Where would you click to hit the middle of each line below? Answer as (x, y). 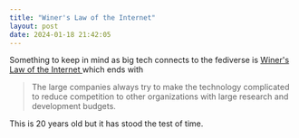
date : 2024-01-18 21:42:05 (60, 34)
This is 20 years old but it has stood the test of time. (106, 124)
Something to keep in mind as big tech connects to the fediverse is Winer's (149, 60)
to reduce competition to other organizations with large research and (160, 97)
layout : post (34, 26)
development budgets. (73, 106)
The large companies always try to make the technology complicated (160, 87)
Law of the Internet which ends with (77, 69)
